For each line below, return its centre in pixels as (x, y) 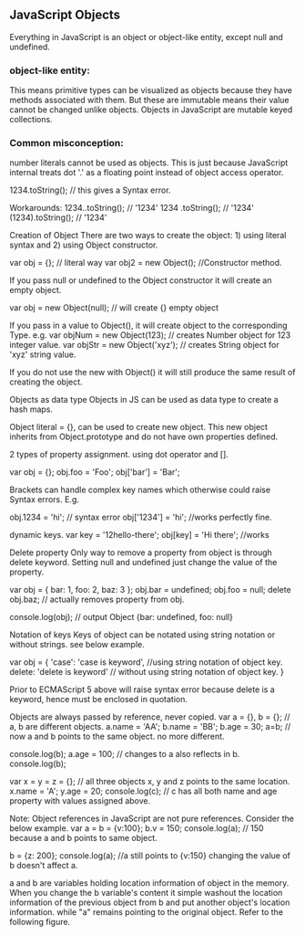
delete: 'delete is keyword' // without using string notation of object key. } (147, 672)
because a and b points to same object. (83, 838)
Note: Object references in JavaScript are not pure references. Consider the (152, 819)
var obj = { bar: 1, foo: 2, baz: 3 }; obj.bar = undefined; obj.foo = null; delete (150, 590)
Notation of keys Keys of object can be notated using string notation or (142, 635)
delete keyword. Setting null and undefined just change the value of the (143, 563)
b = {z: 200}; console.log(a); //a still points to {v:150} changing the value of (150, 856)
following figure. (40, 922)
